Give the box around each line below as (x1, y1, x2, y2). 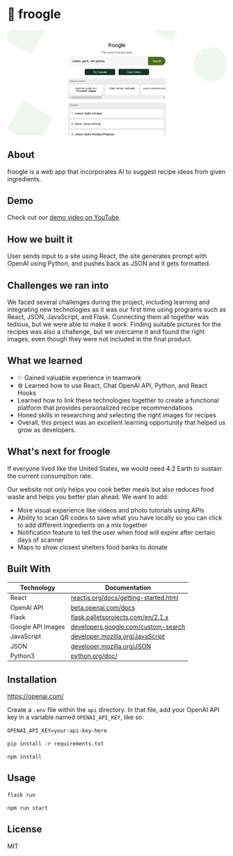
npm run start (7, 805, 49, 811)
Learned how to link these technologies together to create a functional (17, 396, 219, 404)
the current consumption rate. (7, 471, 93, 480)
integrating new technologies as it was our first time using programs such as (7, 305, 227, 314)
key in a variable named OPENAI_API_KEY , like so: (7, 713, 145, 722)
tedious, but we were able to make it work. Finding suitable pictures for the (7, 320, 221, 329)
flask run (7, 791, 36, 798)
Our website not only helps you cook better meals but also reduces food (7, 485, 214, 493)
